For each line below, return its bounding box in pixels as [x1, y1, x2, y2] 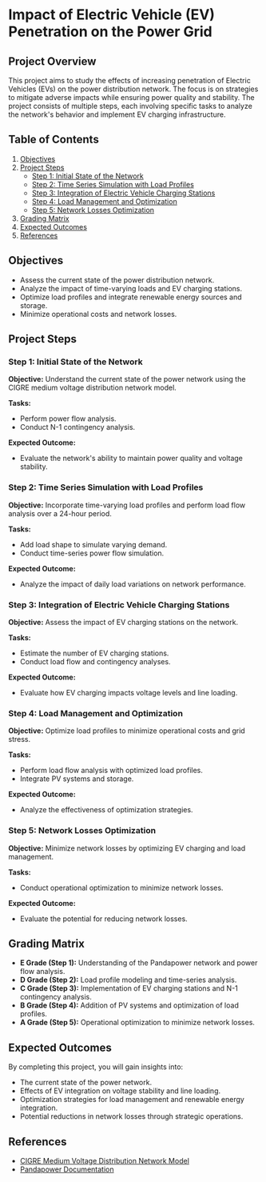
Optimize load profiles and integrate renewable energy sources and [19, 292, 242, 302]
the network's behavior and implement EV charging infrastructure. [8, 110, 226, 119]
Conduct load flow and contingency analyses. [19, 656, 171, 666]
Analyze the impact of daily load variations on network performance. [19, 579, 246, 589]
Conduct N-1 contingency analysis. [19, 423, 136, 432]
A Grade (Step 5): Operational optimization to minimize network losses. [19, 1018, 256, 1028]
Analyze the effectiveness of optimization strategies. [19, 805, 193, 815]
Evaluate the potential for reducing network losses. [19, 914, 188, 924]
